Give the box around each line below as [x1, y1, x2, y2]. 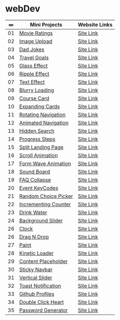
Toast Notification [19, 282, 61, 289]
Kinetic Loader [19, 249, 54, 256]
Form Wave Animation [19, 160, 71, 167]
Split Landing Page [19, 143, 64, 150]
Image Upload [19, 38, 53, 45]
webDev [5, 3, 40, 15]
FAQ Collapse [19, 176, 51, 183]
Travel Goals [19, 54, 49, 61]
